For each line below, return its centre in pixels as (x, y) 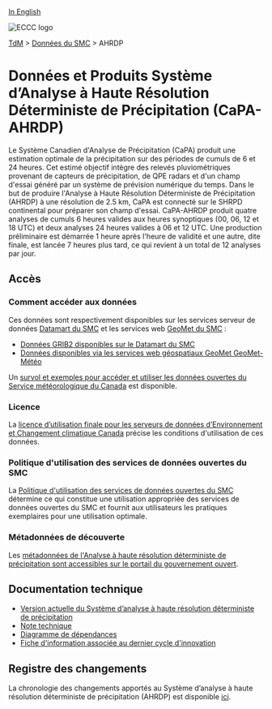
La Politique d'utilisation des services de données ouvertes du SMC (121, 491)
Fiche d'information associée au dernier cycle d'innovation (118, 643)
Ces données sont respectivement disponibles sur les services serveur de (132, 320)
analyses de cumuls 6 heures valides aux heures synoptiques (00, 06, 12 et (134, 219)
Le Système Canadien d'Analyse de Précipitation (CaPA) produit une (122, 150)
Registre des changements (78, 668)
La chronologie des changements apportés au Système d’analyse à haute (131, 688)
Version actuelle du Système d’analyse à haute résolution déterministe (137, 608)
